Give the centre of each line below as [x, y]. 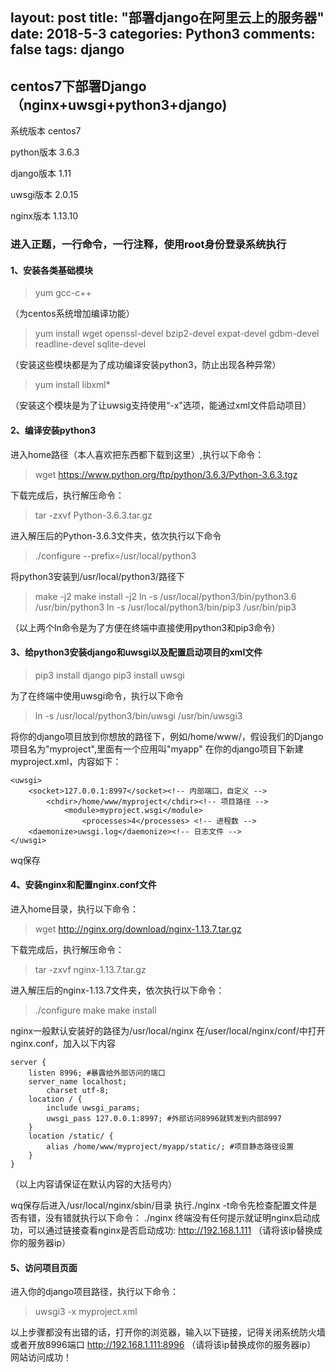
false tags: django [67, 49]
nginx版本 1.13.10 [44, 216]
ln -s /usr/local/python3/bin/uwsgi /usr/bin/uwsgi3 [138, 715]
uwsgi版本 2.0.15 [44, 195]
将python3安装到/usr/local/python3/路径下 [97, 576]
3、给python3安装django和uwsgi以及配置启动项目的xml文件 [136, 652]
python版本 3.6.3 [45, 152]
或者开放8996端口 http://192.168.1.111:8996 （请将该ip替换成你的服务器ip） [163, 1345]
